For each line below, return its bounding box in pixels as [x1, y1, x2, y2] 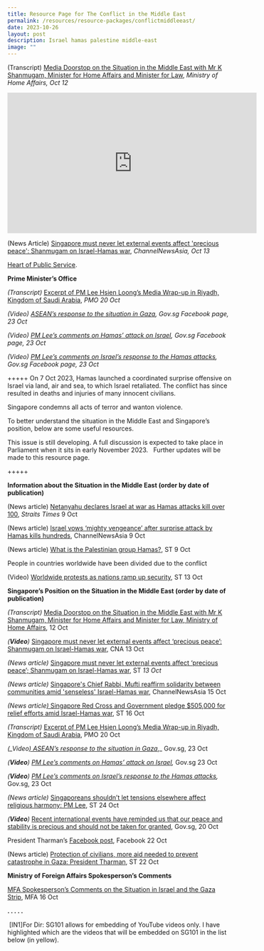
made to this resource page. [7, 453, 90, 461]
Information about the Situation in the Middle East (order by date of [7, 481, 210, 489]
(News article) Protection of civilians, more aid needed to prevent [7, 850, 199, 858]
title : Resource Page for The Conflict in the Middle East [7, 10, 186, 18]
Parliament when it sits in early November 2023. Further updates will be [7, 446, 221, 454]
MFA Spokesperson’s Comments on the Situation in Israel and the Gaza [7, 885, 216, 893]
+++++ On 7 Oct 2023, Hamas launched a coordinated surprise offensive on [7, 374, 232, 382]
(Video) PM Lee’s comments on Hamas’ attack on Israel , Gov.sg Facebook [7, 331, 226, 339]
